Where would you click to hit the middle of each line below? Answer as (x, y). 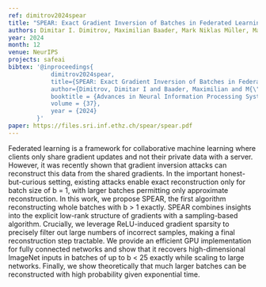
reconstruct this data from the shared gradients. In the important (113, 173)
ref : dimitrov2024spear (47, 15)
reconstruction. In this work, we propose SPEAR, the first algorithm (117, 198)
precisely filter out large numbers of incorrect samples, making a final (122, 232)
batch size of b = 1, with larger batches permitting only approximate (118, 190)
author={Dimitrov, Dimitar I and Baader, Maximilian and (146, 89)
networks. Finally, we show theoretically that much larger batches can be (127, 266)
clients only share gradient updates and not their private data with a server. (131, 157)
